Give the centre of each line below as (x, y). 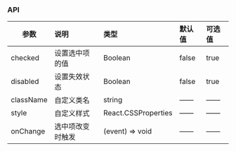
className (29, 100)
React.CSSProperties (138, 113)
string (113, 100)
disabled (25, 82)
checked (25, 58)
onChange (28, 131)
